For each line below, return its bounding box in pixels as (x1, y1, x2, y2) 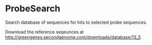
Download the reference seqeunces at (5, 29, 84, 35)
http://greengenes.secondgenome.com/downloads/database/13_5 (5, 34, 141, 40)
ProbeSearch (5, 3, 61, 14)
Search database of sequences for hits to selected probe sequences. (5, 19, 148, 25)
